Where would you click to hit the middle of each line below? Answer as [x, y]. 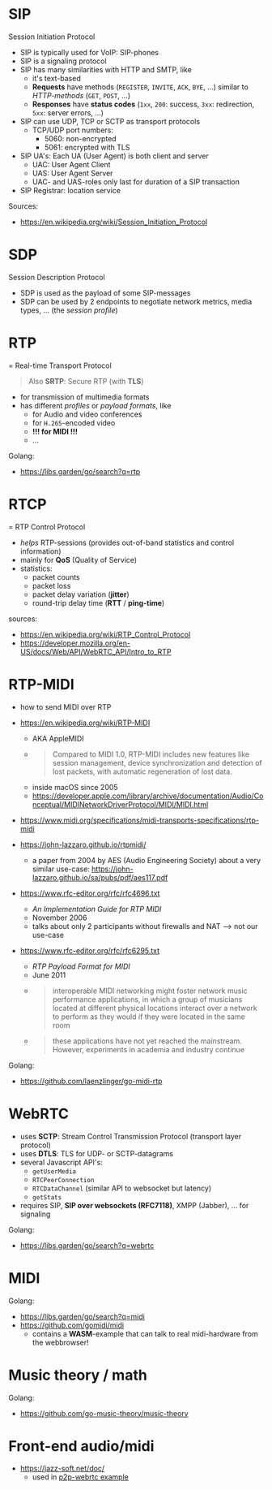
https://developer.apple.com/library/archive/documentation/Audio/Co [148, 796]
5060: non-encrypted [80, 138]
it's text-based [56, 78]
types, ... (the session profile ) [69, 310]
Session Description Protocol [57, 277]
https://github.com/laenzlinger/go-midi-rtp [91, 1081]
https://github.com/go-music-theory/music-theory [104, 1413]
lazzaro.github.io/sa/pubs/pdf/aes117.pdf [100, 877]
